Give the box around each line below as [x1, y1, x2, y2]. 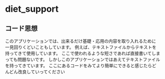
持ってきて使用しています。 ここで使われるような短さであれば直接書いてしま [5, 51, 161, 56]
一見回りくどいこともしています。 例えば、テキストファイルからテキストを [5, 44, 157, 50]
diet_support [5, 3, 59, 15]
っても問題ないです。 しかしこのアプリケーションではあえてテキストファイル [5, 56, 161, 62]
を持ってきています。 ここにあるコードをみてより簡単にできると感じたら [5, 63, 152, 68]
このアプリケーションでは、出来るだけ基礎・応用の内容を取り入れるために [5, 38, 156, 44]
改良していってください [18, 69, 66, 75]
